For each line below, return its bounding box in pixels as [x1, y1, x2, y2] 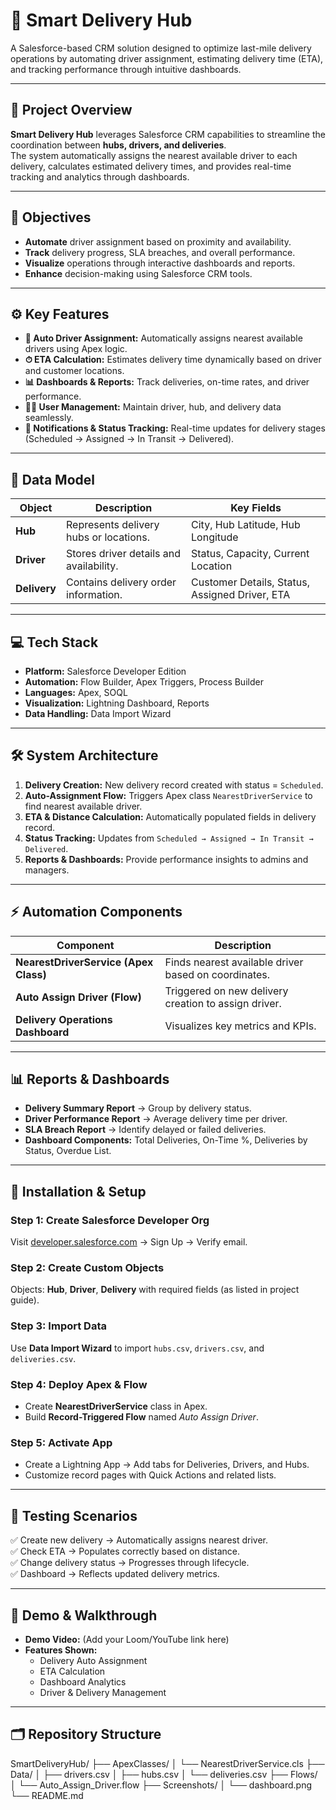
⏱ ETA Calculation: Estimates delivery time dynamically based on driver [24, 354, 322, 366]
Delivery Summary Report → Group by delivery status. [24, 1102, 252, 1114]
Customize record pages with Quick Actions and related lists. [24, 1469, 277, 1481]
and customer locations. [24, 365, 125, 377]
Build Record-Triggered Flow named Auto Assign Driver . [24, 1411, 259, 1423]
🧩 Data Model [10, 471, 95, 488]
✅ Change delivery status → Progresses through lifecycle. [10, 1557, 250, 1569]
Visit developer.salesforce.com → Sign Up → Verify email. [10, 1236, 248, 1248]
